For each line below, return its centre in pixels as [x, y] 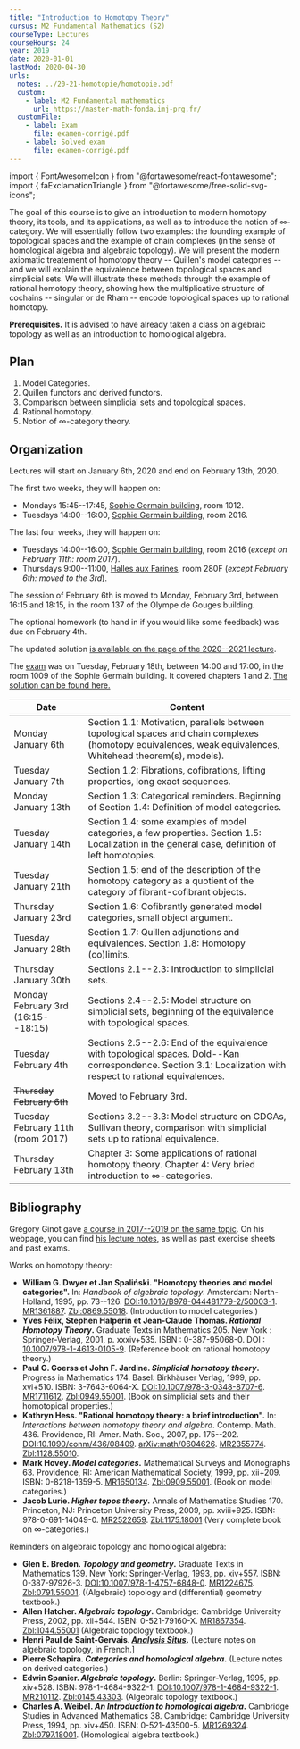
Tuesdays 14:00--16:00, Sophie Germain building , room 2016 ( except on [154, 549]
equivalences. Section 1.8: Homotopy [167, 943]
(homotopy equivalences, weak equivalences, [184, 745]
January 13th [42, 808]
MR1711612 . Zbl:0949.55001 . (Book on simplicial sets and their [136, 1397]
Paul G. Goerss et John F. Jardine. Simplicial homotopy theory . [141, 1368]
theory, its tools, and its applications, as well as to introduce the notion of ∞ [148, 222]
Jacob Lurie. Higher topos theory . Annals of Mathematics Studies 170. [153, 1501]
